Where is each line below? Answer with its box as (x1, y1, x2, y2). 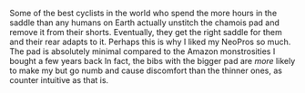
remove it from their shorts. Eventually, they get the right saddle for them (9, 27, 282, 37)
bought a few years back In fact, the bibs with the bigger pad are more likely (9, 56, 296, 66)
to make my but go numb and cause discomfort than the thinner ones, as (9, 65, 282, 76)
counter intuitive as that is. (9, 75, 109, 85)
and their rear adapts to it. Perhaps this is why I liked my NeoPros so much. (9, 36, 291, 47)
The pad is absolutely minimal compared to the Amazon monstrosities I (9, 46, 276, 57)
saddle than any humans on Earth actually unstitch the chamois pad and (9, 17, 280, 28)
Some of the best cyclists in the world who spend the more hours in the (9, 8, 278, 18)
